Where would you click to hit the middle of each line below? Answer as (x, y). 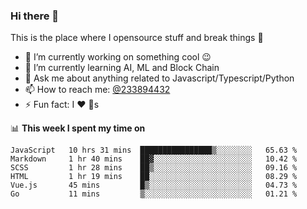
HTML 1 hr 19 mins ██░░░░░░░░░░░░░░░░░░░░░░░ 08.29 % (154, 177)
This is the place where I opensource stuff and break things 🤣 (137, 38)
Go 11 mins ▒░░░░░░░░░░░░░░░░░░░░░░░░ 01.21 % (154, 194)
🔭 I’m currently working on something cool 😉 (118, 57)
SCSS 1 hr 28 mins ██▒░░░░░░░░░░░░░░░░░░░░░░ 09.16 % (154, 168)
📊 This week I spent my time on (78, 128)
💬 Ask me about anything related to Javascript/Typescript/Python (159, 78)
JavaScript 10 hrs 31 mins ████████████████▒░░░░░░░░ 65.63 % (154, 150)
